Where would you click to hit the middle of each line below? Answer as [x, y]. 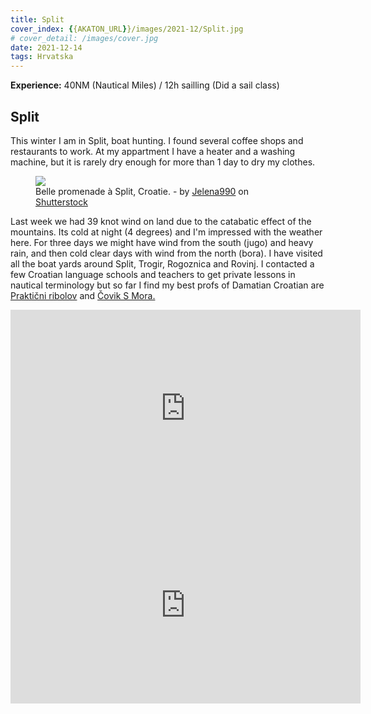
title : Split [37, 19]
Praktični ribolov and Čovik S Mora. [83, 295]
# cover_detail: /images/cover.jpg [84, 38]
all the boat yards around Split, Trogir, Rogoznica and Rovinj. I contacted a [162, 263]
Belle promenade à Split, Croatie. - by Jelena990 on [142, 191]
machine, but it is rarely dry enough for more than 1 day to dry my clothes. [163, 162]
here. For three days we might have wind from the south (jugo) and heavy [162, 242]
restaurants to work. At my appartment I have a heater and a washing [153, 151]
